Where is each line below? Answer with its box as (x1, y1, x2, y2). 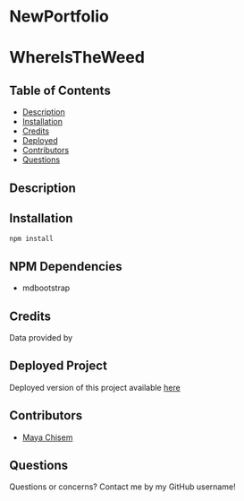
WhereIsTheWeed (9, 48, 146, 68)
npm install (9, 235, 54, 244)
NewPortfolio (9, 6, 109, 27)
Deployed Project (9, 358, 107, 374)
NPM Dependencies (9, 258, 122, 274)
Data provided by (9, 333, 73, 343)
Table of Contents (9, 82, 112, 98)
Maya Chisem (21, 432, 73, 443)
